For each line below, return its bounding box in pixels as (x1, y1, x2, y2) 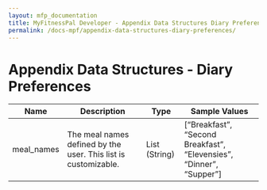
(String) (145, 149, 175, 160)
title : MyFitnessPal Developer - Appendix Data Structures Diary (8, 19, 229, 27)
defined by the (67, 139, 122, 150)
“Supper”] (184, 169, 222, 180)
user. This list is (67, 149, 126, 160)
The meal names (67, 129, 130, 140)
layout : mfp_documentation (8, 11, 98, 20)
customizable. (67, 159, 120, 170)
